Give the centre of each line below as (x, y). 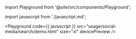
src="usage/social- (97, 26)
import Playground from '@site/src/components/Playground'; (68, 7)
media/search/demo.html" (32, 31)
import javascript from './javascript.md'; (45, 17)
